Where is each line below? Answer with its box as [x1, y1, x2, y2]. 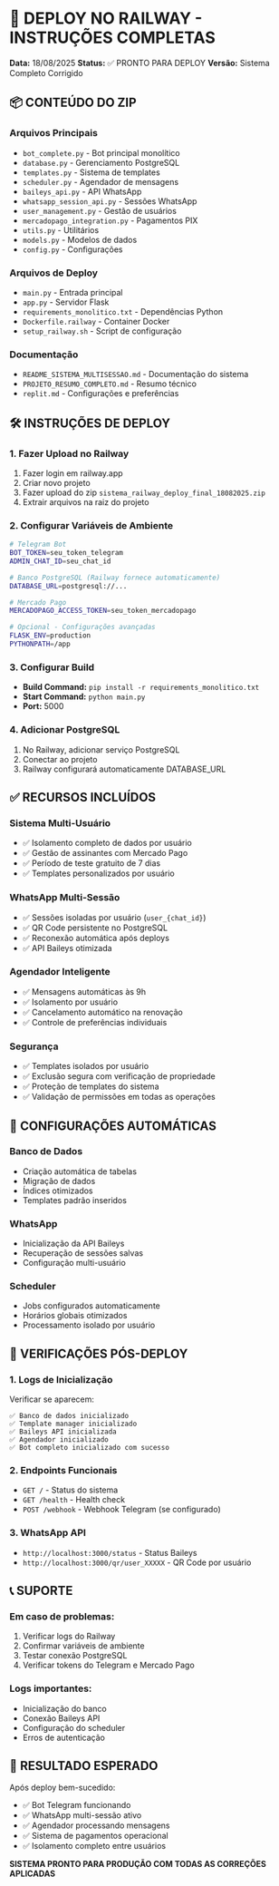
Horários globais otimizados [22, 1310, 128, 1321]
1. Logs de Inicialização [9, 1373, 113, 1385]
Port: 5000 [22, 701, 64, 712]
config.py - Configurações [22, 244, 123, 255]
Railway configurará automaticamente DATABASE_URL [22, 763, 226, 774]
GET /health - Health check [22, 1494, 125, 1505]
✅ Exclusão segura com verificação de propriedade [22, 1071, 216, 1082]
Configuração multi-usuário [22, 1258, 127, 1269]
